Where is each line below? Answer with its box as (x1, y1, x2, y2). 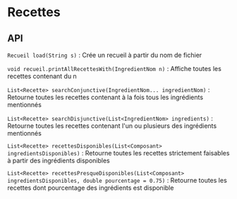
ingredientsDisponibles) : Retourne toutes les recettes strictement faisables (7, 149, 230, 157)
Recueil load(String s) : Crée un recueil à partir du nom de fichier (7, 51, 202, 59)
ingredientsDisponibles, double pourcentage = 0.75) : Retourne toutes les (7, 176, 227, 184)
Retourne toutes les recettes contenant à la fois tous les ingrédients (7, 93, 203, 101)
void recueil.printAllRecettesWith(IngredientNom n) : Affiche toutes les (7, 65, 222, 72)
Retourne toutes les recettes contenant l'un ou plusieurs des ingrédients (7, 122, 217, 130)
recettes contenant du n (7, 72, 78, 80)
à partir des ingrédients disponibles (7, 156, 111, 165)
